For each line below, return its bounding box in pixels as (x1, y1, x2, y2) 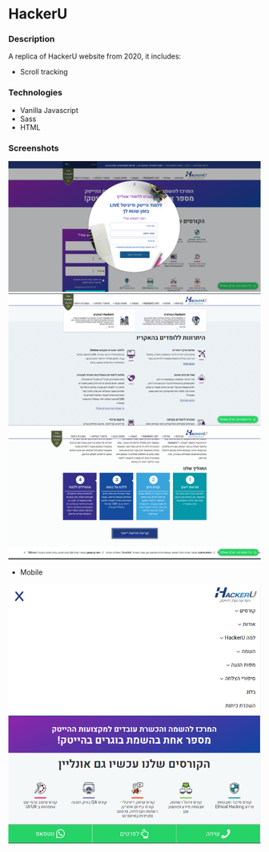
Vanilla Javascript (19, 105, 78, 115)
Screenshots (8, 142, 59, 153)
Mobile (19, 567, 43, 577)
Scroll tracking (19, 67, 68, 77)
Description (8, 34, 55, 45)
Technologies (8, 87, 62, 99)
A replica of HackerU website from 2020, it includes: (8, 51, 182, 61)
